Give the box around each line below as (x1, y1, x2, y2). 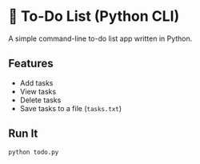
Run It (8, 127, 38, 141)
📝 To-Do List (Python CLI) (8, 7, 180, 26)
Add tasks (19, 78, 54, 87)
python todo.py (8, 148, 59, 156)
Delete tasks (19, 95, 62, 105)
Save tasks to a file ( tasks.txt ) (19, 103, 122, 113)
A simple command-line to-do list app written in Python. (8, 34, 193, 43)
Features (8, 57, 54, 70)
